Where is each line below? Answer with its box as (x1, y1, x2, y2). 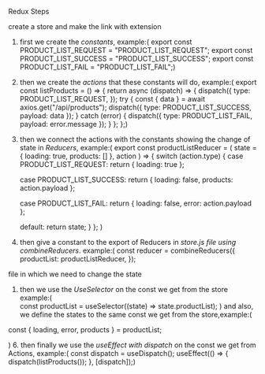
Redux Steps (8, 7, 50, 16)
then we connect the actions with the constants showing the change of (19, 135, 251, 144)
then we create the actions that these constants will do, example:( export (19, 78, 257, 87)
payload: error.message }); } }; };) (19, 120, 129, 128)
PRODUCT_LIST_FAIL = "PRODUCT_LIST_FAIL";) (19, 62, 176, 72)
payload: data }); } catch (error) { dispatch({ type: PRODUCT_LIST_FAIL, (19, 111, 252, 120)
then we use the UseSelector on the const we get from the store (19, 285, 229, 294)
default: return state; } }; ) (19, 222, 103, 231)
